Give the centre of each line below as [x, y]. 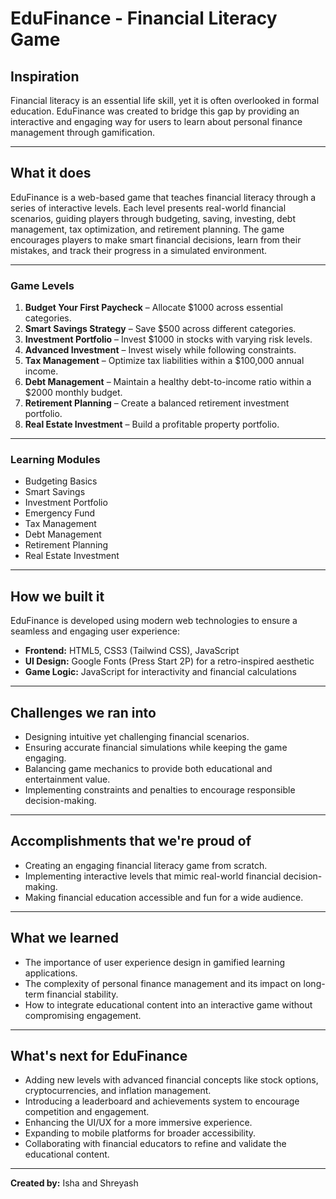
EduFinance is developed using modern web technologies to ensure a [154, 621]
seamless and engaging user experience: [95, 631]
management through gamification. [82, 132]
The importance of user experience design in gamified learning [155, 962]
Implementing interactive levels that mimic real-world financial [153, 876]
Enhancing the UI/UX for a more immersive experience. [138, 1123]
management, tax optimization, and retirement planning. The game [147, 229]
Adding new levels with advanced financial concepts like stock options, [171, 1080]
